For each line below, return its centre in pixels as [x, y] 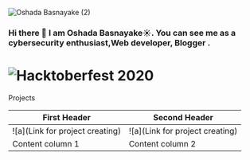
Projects [22, 98]
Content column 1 [46, 143]
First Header [67, 117]
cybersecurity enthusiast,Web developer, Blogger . [109, 42]
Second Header [183, 117]
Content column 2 [162, 143]
